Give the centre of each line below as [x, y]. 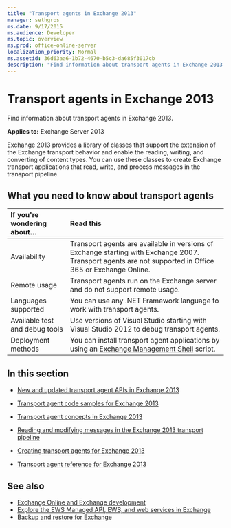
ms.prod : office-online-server [52, 45]
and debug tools [37, 329]
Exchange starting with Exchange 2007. [134, 252]
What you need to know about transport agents [111, 195]
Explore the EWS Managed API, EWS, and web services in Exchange [114, 510]
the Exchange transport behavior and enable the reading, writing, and [106, 152]
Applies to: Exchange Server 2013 [56, 131]
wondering [29, 223]
